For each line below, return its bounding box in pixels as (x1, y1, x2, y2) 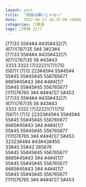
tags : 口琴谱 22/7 (5, 27, 42, 32)
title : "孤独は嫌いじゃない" (5, 12, 63, 17)
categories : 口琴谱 (5, 22, 45, 27)
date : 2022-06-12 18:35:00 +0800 (5, 17, 81, 22)
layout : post (5, 7, 33, 13)
